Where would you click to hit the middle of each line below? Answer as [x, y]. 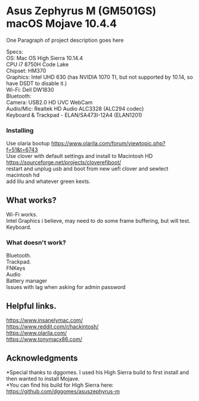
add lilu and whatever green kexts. [49, 181]
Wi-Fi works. [22, 215]
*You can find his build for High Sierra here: [60, 385]
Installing [20, 130]
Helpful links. [31, 306]
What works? [31, 200]
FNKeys [16, 268]
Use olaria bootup [28, 144]
